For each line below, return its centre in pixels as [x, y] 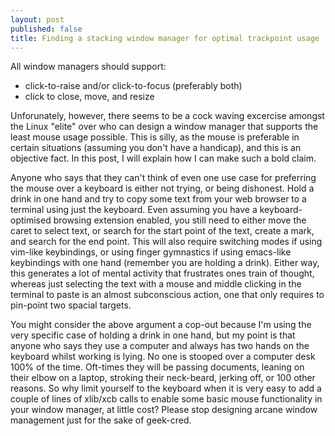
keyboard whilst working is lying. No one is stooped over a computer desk [163, 357]
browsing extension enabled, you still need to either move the [180, 220]
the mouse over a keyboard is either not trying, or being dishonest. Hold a [162, 188]
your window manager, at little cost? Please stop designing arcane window [164, 410]
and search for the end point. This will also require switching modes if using [166, 242]
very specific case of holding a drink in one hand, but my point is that [153, 335]
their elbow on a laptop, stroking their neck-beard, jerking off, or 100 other [163, 378]
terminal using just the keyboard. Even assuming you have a [134, 210]
